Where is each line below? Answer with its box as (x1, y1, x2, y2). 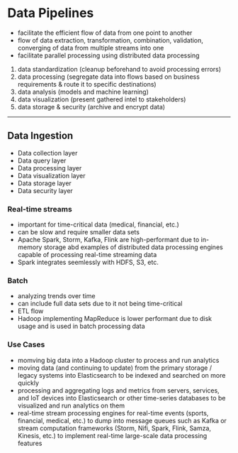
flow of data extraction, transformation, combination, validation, (17, 36, 204, 44)
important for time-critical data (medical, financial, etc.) (17, 220, 179, 229)
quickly (17, 378, 40, 387)
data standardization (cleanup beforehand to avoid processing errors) (17, 65, 222, 73)
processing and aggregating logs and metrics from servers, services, (17, 386, 220, 395)
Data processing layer (17, 163, 82, 172)
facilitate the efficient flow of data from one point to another (17, 28, 193, 37)
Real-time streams (7, 204, 72, 214)
